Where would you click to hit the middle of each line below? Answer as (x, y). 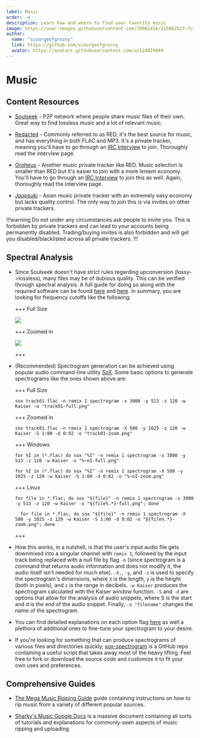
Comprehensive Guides (51, 684)
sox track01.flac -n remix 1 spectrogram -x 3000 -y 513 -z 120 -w (100, 401)
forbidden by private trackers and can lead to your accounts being (87, 226)
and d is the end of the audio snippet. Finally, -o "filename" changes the (104, 604)
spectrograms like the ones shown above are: (71, 378)
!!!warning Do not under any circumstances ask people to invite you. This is (98, 220)
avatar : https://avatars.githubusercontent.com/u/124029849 (87, 51)
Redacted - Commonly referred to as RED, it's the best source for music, (103, 134)
